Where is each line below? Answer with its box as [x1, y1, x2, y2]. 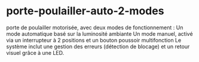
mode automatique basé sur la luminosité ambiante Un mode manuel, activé [6, 30, 193, 37]
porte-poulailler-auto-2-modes [6, 4, 164, 18]
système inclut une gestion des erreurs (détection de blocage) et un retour [6, 43, 190, 50]
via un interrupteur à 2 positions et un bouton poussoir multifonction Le [6, 36, 182, 44]
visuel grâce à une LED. [6, 49, 65, 56]
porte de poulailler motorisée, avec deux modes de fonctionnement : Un [6, 24, 183, 31]
